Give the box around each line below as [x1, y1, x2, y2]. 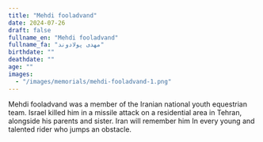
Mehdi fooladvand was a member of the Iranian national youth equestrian [8, 99, 248, 109]
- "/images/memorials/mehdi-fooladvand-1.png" [15, 77, 172, 85]
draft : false [8, 26, 51, 34]
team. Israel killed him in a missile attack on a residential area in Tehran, [8, 107, 242, 117]
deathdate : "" [8, 56, 55, 64]
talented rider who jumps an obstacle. [8, 124, 132, 134]
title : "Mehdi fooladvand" [8, 11, 97, 20]
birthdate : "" [8, 48, 55, 56]
